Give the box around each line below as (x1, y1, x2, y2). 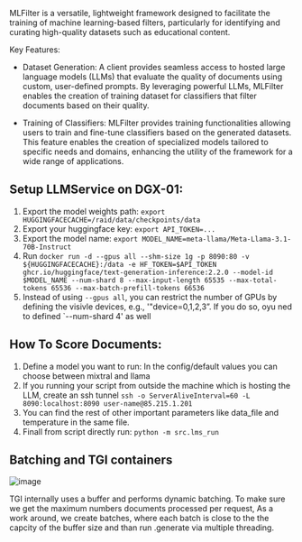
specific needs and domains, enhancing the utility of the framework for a (22, 146, 293, 157)
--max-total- (228, 275, 278, 285)
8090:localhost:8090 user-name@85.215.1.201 (22, 399, 193, 409)
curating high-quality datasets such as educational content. (9, 27, 231, 37)
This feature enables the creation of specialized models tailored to (22, 137, 269, 147)
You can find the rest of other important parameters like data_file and (22, 407, 279, 418)
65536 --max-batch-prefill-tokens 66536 (50, 283, 205, 292)
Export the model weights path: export (22, 206, 166, 216)
